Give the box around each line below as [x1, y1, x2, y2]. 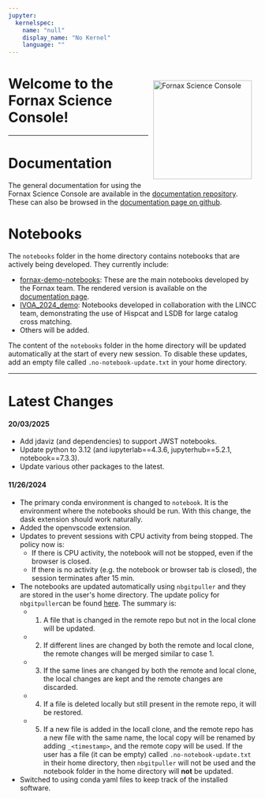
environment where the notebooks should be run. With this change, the [19, 506, 252, 515]
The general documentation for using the [8, 181, 142, 190]
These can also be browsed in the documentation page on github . [8, 198, 222, 206]
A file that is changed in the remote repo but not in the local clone [43, 615, 256, 624]
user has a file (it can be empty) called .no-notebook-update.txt [43, 749, 252, 759]
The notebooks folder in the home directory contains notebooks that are [8, 251, 241, 261]
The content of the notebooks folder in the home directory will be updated [8, 341, 247, 350]
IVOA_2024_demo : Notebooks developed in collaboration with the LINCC [19, 300, 257, 309]
